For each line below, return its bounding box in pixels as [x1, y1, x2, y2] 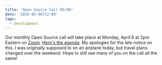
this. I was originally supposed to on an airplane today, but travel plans [5, 45, 148, 51]
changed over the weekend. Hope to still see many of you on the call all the [5, 50, 158, 56]
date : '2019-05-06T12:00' [5, 12, 58, 17]
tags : [5, 16, 16, 21]
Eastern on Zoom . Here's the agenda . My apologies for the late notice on [5, 40, 152, 46]
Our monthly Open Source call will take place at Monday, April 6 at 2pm [5, 34, 150, 40]
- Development [9, 21, 38, 26]
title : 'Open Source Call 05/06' [5, 7, 74, 12]
